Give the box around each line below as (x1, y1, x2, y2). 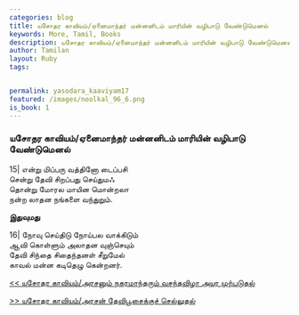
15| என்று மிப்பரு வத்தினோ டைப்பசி (9, 164, 128, 174)
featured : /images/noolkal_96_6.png (9, 94, 145, 103)
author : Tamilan (9, 46, 69, 55)
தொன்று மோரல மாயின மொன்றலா (9, 183, 129, 194)
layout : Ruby (9, 54, 58, 63)
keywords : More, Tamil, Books (9, 29, 122, 38)
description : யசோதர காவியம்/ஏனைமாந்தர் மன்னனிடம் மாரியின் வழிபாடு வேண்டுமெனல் (9, 37, 293, 47)
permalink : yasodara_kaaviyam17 (9, 86, 129, 95)
